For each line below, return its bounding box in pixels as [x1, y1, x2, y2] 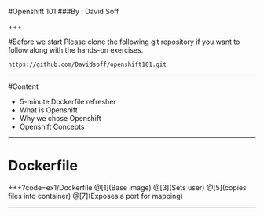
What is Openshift [19, 105, 79, 115]
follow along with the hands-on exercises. [8, 46, 144, 54]
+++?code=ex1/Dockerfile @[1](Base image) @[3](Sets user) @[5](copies [8, 182, 247, 192]
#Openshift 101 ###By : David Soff [8, 7, 119, 16]
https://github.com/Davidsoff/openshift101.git [8, 60, 167, 68]
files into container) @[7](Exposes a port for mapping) [8, 191, 183, 200]
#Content [8, 82, 39, 91]
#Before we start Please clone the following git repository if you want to [8, 37, 240, 46]
